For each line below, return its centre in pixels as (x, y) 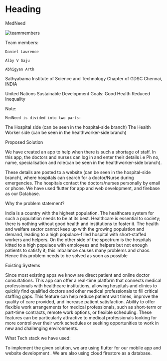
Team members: (22, 42)
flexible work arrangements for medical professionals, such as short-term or (83, 307)
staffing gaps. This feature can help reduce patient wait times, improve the (82, 296)
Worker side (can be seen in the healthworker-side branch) (66, 132)
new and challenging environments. (42, 328)
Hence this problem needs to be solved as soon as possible (67, 255)
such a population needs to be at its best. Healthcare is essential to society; (83, 218)
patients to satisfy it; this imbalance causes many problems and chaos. (78, 250)
